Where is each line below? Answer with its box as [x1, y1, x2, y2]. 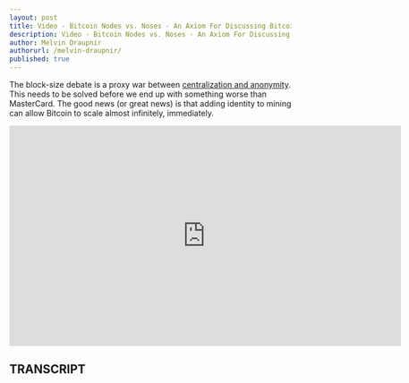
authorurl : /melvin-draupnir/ [9, 47, 123, 55]
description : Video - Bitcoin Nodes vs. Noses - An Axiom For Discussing [9, 30, 291, 38]
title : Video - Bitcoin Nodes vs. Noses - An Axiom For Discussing [9, 21, 267, 30]
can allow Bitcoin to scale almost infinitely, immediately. [9, 108, 215, 118]
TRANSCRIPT [9, 362, 87, 377]
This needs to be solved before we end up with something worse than [9, 89, 267, 99]
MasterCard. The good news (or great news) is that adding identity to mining [9, 98, 292, 108]
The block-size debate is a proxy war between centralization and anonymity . [9, 80, 291, 89]
